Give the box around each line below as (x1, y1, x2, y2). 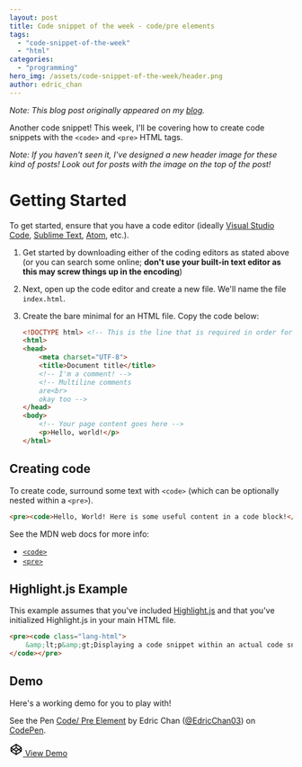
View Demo (24, 747, 68, 758)
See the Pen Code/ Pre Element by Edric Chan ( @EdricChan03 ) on (9, 715, 256, 726)
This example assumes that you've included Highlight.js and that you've (9, 605, 276, 616)
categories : (9, 55, 54, 64)
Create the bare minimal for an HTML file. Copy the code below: (22, 310, 260, 321)
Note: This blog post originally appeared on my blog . (9, 104, 205, 115)
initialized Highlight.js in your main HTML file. (9, 615, 177, 626)
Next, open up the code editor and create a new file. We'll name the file (22, 283, 287, 294)
